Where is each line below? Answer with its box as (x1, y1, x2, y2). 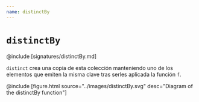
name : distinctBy (6, 8, 50, 15)
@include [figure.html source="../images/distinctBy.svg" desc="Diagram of (6, 82, 193, 89)
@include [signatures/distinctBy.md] (6, 53, 97, 60)
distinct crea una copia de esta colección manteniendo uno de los (6, 64, 174, 71)
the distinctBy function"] (6, 89, 68, 96)
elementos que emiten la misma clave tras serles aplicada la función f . (6, 71, 182, 78)
